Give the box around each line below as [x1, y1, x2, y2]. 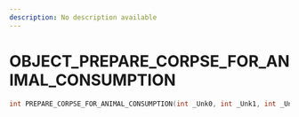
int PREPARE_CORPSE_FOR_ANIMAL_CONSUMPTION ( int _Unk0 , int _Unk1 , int [9, 99, 277, 108]
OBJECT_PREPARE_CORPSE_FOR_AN [9, 51, 290, 71]
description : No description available [9, 12, 158, 22]
